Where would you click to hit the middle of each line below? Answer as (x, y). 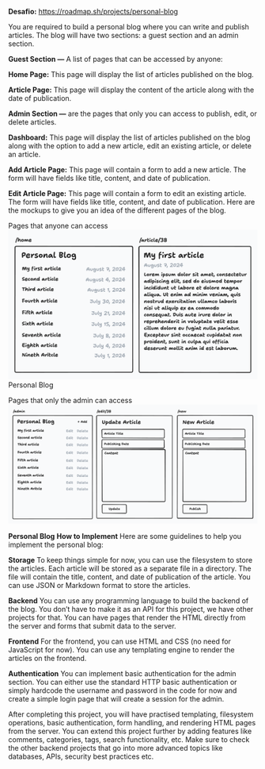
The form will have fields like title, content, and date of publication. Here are (132, 202)
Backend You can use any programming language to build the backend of (129, 601)
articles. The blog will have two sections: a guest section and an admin (123, 35)
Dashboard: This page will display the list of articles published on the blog (129, 137)
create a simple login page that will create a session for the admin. (116, 699)
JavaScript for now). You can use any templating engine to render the (121, 650)
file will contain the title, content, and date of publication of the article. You (129, 577)
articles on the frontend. (47, 659)
